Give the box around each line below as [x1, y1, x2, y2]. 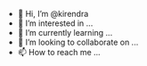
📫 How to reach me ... [17, 47, 101, 57]
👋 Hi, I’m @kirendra [17, 9, 89, 19]
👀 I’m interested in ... [17, 18, 94, 29]
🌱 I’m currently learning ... [17, 28, 113, 37]
